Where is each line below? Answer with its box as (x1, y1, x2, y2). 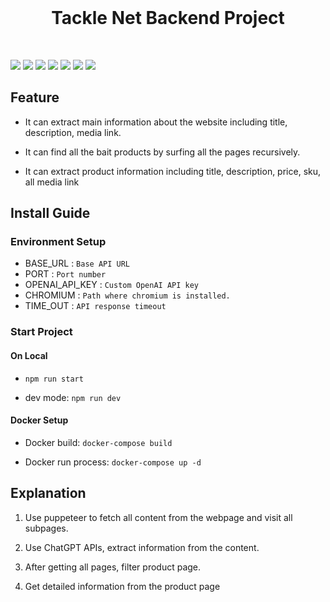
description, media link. (24, 126, 122, 138)
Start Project (10, 325, 73, 339)
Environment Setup (10, 235, 107, 249)
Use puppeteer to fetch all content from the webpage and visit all (24, 511, 293, 523)
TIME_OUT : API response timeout (24, 300, 167, 312)
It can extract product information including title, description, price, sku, (24, 165, 322, 177)
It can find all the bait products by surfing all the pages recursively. (24, 146, 301, 158)
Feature (10, 89, 60, 106)
